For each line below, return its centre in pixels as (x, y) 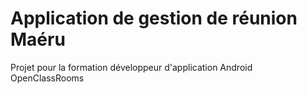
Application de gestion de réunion (154, 18)
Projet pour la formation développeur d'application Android (131, 67)
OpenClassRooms (47, 78)
